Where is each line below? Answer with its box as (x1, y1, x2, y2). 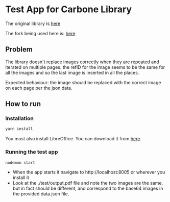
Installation (5, 115, 34, 122)
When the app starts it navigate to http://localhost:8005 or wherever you (12, 169, 165, 175)
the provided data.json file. (12, 191, 69, 197)
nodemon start (5, 160, 36, 165)
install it (12, 174, 30, 181)
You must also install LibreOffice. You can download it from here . (5, 136, 142, 142)
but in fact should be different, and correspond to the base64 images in (12, 185, 163, 192)
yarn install (5, 127, 33, 132)
